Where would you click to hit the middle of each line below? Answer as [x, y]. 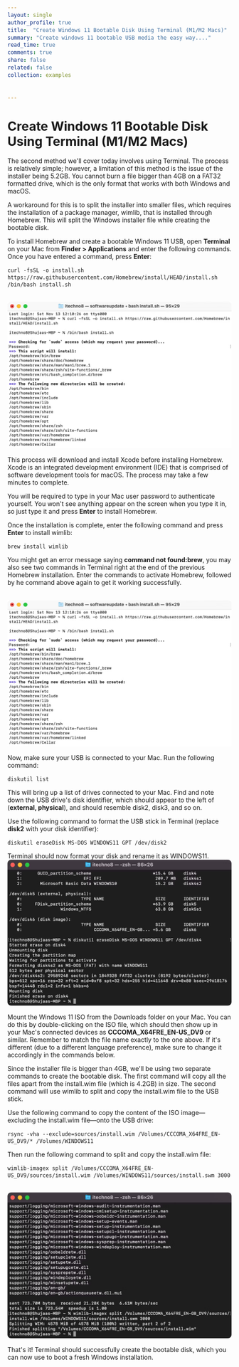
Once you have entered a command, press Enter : [79, 257]
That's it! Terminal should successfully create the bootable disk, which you [117, 1350]
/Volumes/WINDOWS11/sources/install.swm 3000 [162, 1176]
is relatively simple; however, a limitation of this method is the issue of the [115, 169]
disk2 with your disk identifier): [53, 828]
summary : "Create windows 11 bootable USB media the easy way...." [110, 38]
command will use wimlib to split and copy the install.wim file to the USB [113, 1092]
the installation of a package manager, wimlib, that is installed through [110, 213]
